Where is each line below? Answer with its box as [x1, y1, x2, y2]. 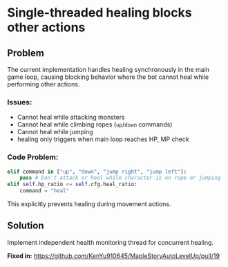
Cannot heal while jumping [17, 128, 93, 136]
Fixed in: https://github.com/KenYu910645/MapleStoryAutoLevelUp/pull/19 [7, 251, 220, 260]
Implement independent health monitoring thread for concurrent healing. [7, 238, 214, 246]
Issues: [7, 97, 32, 107]
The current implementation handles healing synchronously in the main [7, 66, 209, 73]
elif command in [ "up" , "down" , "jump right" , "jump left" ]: [7, 168, 187, 175]
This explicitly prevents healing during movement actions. [7, 200, 171, 208]
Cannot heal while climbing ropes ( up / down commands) [17, 120, 173, 129]
